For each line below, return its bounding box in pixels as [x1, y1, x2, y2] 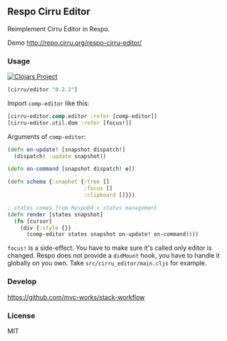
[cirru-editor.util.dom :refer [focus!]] [7, 119, 132, 127]
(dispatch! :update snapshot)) [14, 152, 107, 159]
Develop [7, 277, 37, 287]
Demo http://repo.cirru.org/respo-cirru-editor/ [7, 38, 142, 47]
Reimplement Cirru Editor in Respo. [7, 24, 110, 33]
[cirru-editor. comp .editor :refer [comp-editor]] [7, 112, 158, 120]
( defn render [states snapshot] [7, 211, 103, 218]
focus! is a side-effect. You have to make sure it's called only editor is [7, 243, 212, 252]
